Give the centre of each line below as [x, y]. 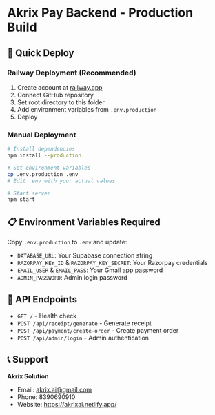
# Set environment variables [49, 168]
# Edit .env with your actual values [61, 181]
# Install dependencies [41, 149]
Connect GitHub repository [55, 95]
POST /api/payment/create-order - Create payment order [98, 330]
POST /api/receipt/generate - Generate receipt [84, 323]
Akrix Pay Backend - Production [100, 13]
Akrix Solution [28, 376]
